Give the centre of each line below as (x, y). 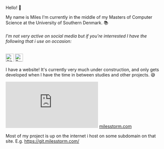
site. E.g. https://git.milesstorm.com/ (42, 141)
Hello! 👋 (14, 8)
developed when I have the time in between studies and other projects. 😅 (81, 75)
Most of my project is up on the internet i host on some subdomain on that (81, 136)
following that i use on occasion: (39, 41)
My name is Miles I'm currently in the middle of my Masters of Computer (79, 17)
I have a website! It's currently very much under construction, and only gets (82, 70)
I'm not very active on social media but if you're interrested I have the (76, 36)
